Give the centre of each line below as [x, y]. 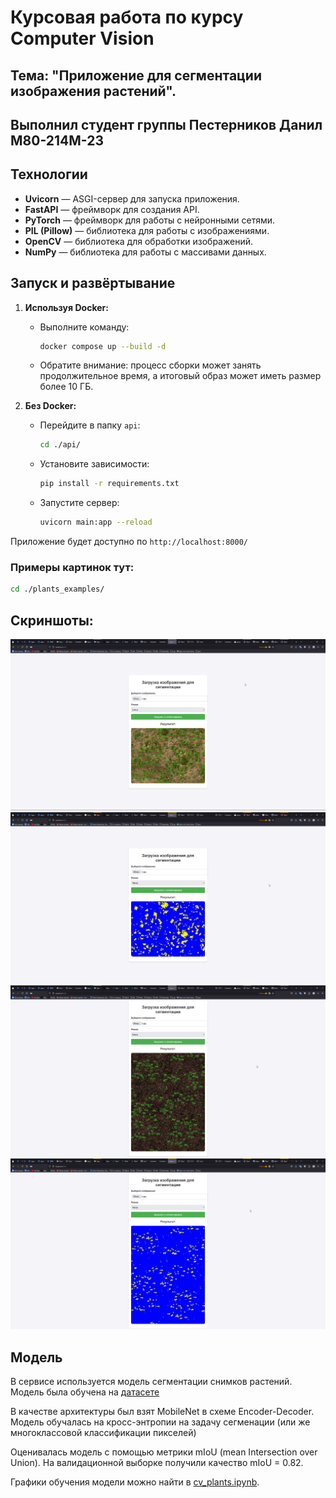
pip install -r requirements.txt [109, 484]
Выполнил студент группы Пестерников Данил [166, 124]
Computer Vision [82, 38]
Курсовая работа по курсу [127, 17]
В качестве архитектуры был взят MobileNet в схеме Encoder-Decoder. [162, 1411]
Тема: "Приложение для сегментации [136, 75]
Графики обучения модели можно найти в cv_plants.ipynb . [135, 1482]
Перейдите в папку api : [90, 425]
